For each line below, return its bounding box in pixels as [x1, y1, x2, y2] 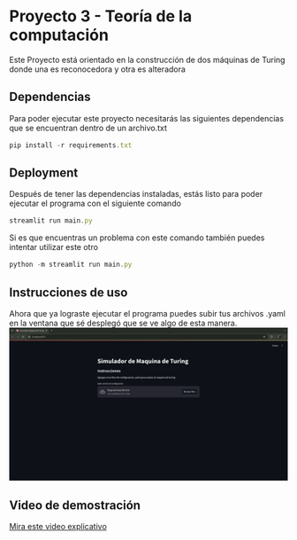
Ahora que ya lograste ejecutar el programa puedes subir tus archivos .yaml [9, 309, 286, 318]
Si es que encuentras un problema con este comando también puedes [9, 232, 265, 243]
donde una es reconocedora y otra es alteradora [9, 64, 186, 74]
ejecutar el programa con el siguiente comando [9, 198, 181, 209]
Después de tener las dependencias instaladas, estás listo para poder [9, 189, 263, 200]
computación [9, 25, 109, 45]
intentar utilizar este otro [9, 242, 99, 253]
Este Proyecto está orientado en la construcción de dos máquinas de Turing [9, 54, 286, 65]
